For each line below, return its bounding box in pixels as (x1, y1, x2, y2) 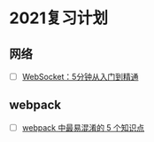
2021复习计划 (9, 8, 109, 28)
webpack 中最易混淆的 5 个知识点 (21, 122, 145, 133)
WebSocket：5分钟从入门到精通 (21, 72, 139, 82)
